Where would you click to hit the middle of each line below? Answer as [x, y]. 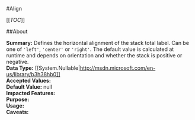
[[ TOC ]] [15, 20]
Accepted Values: [29, 80]
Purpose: [18, 99]
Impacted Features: [31, 93]
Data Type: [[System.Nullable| [43, 68]
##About [17, 31]
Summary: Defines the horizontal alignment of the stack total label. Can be [98, 43]
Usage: [15, 106]
